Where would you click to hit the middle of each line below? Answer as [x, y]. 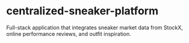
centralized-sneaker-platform [82, 11]
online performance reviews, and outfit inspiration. [69, 33]
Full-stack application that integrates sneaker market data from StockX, [95, 27]
